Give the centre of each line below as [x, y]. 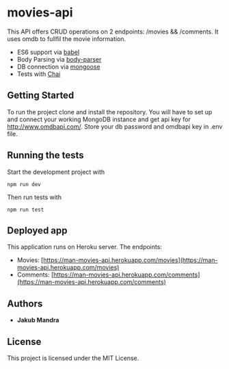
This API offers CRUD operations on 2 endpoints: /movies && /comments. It [113, 31]
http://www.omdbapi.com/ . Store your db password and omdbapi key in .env [115, 126]
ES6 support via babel [48, 52]
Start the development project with [56, 172]
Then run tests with [34, 197]
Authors [25, 304]
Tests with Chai [39, 74]
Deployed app [37, 230]
